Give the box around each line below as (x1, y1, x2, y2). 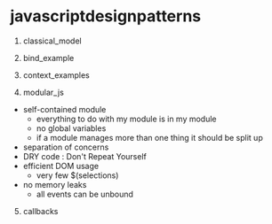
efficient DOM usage (22, 160, 100, 171)
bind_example (22, 52, 75, 63)
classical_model (22, 35, 83, 46)
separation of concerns (22, 142, 109, 152)
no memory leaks (22, 179, 87, 189)
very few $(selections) (36, 170, 119, 181)
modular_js (22, 87, 65, 97)
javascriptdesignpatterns (10, 6, 202, 27)
